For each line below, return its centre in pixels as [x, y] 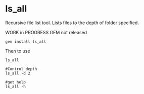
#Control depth [21, 69]
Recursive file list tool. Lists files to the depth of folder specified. [72, 23]
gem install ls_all [26, 41]
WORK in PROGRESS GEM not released [46, 32]
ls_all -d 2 [18, 73]
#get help [16, 82]
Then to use [18, 51]
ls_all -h [16, 86]
